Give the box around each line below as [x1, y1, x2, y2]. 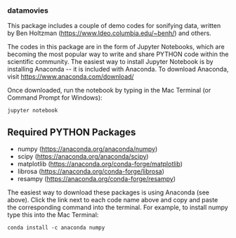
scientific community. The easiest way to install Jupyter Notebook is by [7, 58, 214, 66]
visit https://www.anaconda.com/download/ [7, 72, 135, 81]
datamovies [7, 6, 49, 15]
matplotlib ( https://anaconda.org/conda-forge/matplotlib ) [17, 160, 183, 168]
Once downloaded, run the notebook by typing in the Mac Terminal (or [7, 86, 211, 95]
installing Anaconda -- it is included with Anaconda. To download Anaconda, [7, 65, 229, 74]
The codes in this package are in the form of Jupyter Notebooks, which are [7, 43, 225, 51]
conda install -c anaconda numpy [7, 224, 105, 232]
